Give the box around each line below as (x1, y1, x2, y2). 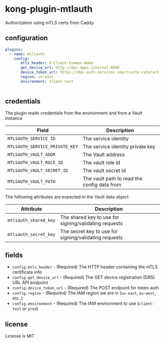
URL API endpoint (12, 280, 48, 286)
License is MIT (5, 333, 35, 339)
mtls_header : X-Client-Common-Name (20, 60, 93, 66)
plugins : (5, 47, 23, 52)
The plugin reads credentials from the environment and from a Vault (5, 110, 142, 116)
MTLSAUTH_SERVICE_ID (7, 136, 55, 142)
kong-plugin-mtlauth (5, 3, 93, 15)
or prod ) (22, 306, 38, 312)
